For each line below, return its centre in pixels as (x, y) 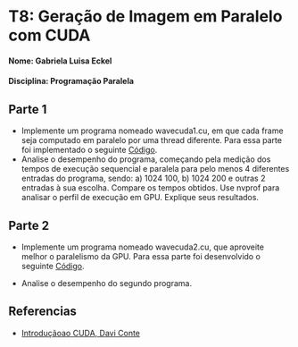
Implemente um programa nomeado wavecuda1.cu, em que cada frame (152, 131)
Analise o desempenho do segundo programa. (107, 283)
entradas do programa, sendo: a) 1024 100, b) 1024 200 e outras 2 (143, 178)
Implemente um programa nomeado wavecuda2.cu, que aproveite (143, 247)
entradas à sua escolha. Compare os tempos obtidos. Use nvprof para (150, 188)
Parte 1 (28, 109)
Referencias (43, 312)
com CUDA (50, 35)
